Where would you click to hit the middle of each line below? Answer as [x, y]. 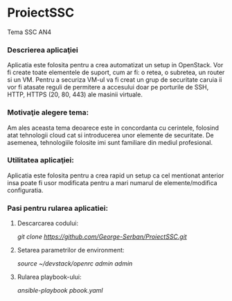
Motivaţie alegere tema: [48, 112]
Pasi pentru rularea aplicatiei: [58, 208]
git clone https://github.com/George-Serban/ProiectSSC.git [102, 237]
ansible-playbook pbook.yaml [60, 291]
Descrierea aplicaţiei [43, 50]
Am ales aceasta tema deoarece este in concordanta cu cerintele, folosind [113, 128]
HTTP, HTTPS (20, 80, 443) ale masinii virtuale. [75, 94]
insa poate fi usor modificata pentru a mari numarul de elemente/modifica [112, 182]
